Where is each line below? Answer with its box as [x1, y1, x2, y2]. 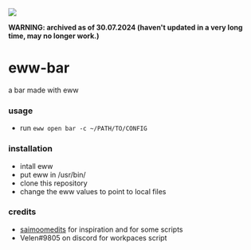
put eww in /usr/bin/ [19, 170, 86, 179]
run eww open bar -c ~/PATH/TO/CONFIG [19, 123, 147, 133]
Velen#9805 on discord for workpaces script [19, 232, 167, 242]
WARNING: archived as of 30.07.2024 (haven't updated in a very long [8, 23, 243, 32]
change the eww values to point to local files [19, 186, 167, 196]
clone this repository [19, 178, 88, 188]
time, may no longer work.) [8, 31, 100, 41]
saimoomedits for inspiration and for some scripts [19, 225, 183, 234]
